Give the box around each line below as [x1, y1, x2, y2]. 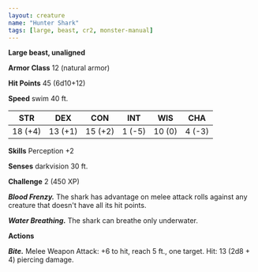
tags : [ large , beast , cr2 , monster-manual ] [8, 26, 154, 34]
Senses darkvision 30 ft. [8, 161, 88, 171]
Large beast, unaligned [8, 48, 85, 58]
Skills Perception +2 [8, 146, 75, 156]
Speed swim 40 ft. [8, 94, 69, 104]
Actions [8, 231, 35, 241]
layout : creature [8, 11, 65, 20]
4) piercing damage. [8, 255, 74, 265]
